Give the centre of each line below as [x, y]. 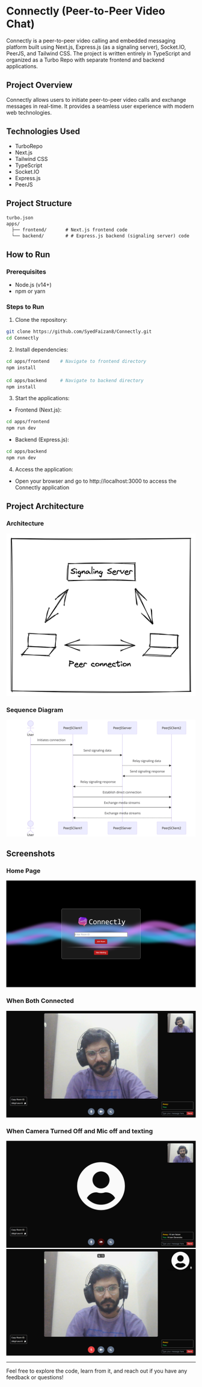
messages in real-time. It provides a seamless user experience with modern [100, 106]
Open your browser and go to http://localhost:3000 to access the [96, 481]
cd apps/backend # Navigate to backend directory [75, 380]
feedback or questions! [35, 1377]
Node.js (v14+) [33, 285]
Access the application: [44, 469]
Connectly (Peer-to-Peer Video [86, 11]
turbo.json [20, 218]
